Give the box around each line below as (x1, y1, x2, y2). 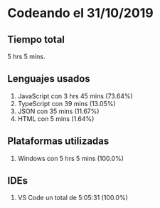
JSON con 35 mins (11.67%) (17, 107, 100, 115)
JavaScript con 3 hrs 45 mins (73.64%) (17, 91, 133, 100)
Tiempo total (7, 33, 65, 46)
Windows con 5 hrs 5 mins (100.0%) (17, 154, 124, 162)
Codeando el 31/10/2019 (7, 5, 154, 21)
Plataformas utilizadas (7, 135, 110, 147)
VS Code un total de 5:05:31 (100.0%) (17, 194, 128, 202)
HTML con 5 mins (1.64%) (17, 114, 95, 123)
